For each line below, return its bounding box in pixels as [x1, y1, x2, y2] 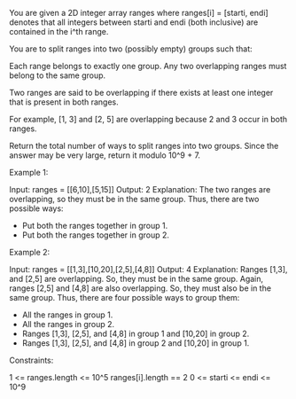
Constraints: [9, 355, 54, 365]
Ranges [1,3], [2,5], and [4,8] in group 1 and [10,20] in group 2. [21, 328, 250, 339]
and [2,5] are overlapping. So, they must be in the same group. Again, [9, 274, 264, 284]
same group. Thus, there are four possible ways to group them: [9, 293, 240, 302]
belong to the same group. [9, 70, 106, 81]
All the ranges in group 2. [21, 319, 115, 329]
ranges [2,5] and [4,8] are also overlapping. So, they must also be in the [9, 283, 272, 293]
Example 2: [9, 247, 51, 257]
